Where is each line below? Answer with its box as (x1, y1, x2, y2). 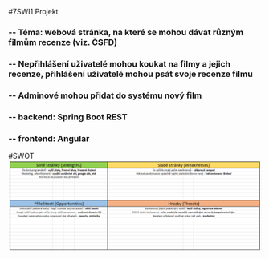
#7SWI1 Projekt (8, 7, 59, 16)
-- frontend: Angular (8, 132, 90, 144)
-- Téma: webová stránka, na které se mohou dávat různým (8, 26, 243, 38)
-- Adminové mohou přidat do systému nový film (8, 90, 202, 101)
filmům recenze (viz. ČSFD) (8, 36, 118, 47)
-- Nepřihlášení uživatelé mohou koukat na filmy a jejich (8, 58, 231, 69)
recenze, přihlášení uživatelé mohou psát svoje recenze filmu (8, 68, 253, 79)
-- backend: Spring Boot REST (8, 111, 128, 123)
